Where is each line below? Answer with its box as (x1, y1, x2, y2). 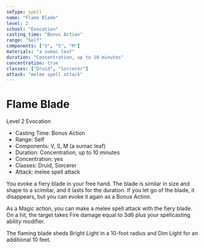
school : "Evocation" (6, 26, 59, 32)
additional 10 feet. (6, 236, 51, 244)
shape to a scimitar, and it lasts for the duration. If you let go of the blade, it (6, 186, 195, 194)
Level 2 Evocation (6, 118, 51, 125)
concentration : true (6, 60, 59, 66)
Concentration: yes (15, 155, 63, 163)
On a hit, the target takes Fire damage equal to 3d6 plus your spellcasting (6, 211, 191, 219)
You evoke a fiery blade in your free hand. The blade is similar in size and (6, 180, 190, 188)
